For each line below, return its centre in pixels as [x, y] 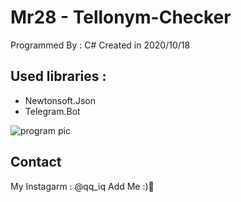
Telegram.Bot [52, 111]
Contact [36, 162]
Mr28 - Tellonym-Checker [121, 17]
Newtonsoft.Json [60, 100]
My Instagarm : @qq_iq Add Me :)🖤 [82, 186]
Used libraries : [58, 76]
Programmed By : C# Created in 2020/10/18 [100, 45]
